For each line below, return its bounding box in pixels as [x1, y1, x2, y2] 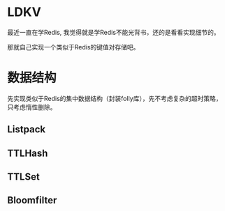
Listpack [7, 123, 46, 136]
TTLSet [7, 171, 40, 183]
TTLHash [7, 147, 48, 159]
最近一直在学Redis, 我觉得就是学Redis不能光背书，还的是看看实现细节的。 [7, 28, 220, 36]
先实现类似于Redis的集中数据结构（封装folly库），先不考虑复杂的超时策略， [7, 94, 222, 102]
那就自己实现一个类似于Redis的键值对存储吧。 [7, 42, 140, 51]
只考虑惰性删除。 [7, 102, 57, 111]
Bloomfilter [7, 194, 57, 206]
